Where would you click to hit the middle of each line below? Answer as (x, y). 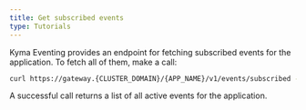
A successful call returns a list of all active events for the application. (138, 95)
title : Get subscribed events (67, 18)
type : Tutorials (40, 26)
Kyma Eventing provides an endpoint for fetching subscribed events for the (150, 52)
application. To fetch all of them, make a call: (93, 62)
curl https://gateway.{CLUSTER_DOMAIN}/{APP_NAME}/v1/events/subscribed (150, 78)
